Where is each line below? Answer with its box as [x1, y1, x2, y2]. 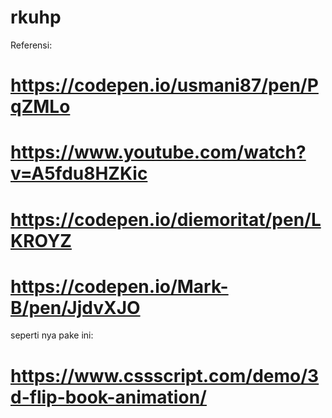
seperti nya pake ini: [10, 329, 94, 341]
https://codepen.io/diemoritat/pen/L [10, 208, 322, 231]
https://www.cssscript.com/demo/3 [10, 364, 320, 387]
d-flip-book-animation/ [10, 386, 207, 408]
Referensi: [10, 39, 53, 51]
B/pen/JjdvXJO [10, 296, 141, 319]
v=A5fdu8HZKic [10, 162, 148, 185]
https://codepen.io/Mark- [10, 275, 229, 298]
